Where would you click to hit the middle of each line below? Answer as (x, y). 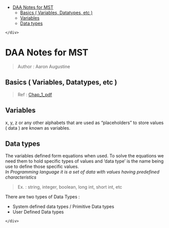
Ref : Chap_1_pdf (35, 94)
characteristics (21, 177)
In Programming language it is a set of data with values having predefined (82, 172)
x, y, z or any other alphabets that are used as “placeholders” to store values (84, 123)
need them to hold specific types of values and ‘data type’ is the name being (84, 161)
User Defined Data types (38, 212)
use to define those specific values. (42, 166)
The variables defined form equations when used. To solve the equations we (84, 156)
